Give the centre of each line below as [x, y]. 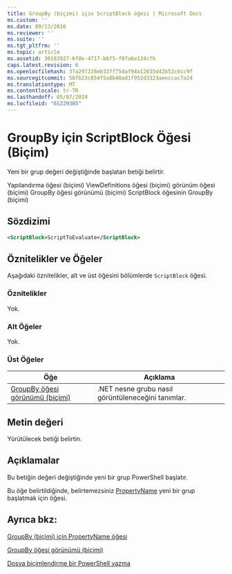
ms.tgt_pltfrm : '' [33, 46]
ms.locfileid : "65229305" [44, 104]
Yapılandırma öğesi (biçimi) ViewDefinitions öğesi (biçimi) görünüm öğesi [111, 185]
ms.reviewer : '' [30, 33]
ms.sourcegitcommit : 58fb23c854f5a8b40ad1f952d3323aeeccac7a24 [100, 78]
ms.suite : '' [26, 39]
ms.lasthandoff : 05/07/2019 [48, 98]
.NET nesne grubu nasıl [135, 389]
